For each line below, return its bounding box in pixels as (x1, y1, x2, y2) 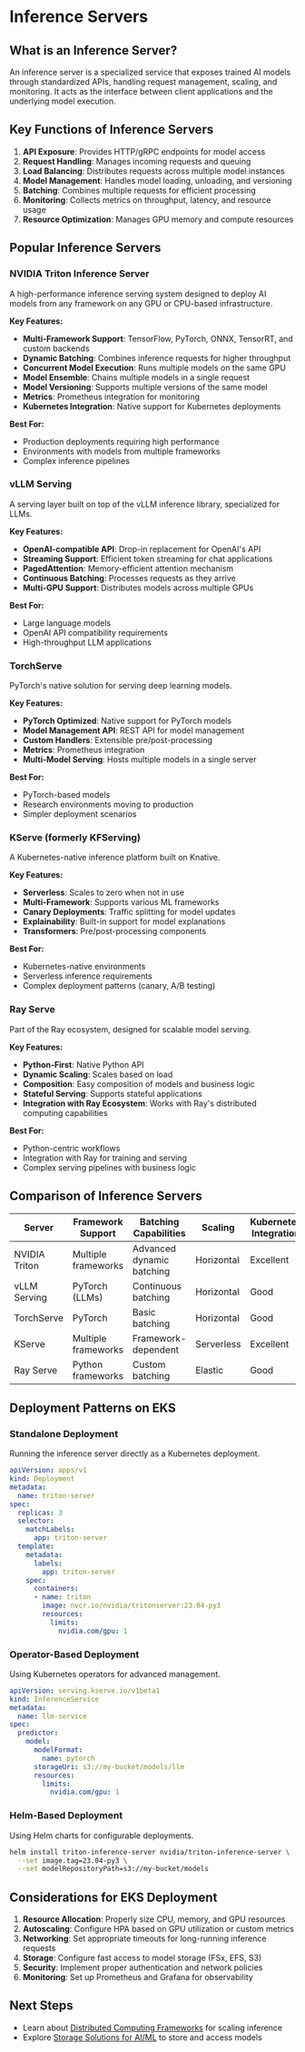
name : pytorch (42, 1754, 95, 1763)
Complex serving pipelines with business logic (22, 1162, 197, 1172)
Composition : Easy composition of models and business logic (22, 1078, 256, 1089)
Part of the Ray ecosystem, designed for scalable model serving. (9, 1023, 251, 1034)
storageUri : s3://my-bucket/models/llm (33, 1762, 184, 1771)
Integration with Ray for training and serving (22, 1152, 188, 1163)
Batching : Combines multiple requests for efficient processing (22, 185, 256, 196)
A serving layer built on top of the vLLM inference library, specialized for (9, 498, 280, 509)
